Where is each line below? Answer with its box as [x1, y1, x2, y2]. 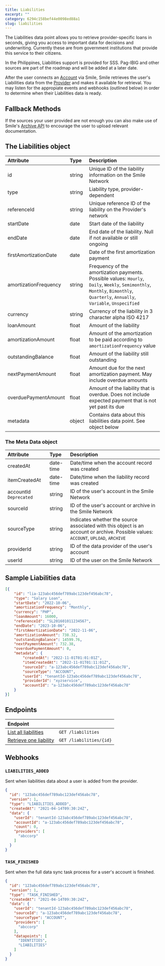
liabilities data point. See [89, 417, 145, 424]
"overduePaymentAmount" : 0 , [14, 646, 71, 651]
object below [89, 424, 119, 430]
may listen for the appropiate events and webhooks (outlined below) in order [5, 85, 160, 91]
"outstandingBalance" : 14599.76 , [14, 637, 82, 642]
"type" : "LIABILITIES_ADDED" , [9, 802, 71, 807]
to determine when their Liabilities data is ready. [5, 90, 102, 96]
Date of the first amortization [89, 249, 156, 255]
